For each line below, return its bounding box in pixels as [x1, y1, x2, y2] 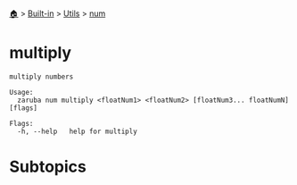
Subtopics [9, 156, 87, 177]
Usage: [9, 88, 34, 97]
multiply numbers [9, 71, 74, 81]
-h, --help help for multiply [17, 127, 138, 136]
